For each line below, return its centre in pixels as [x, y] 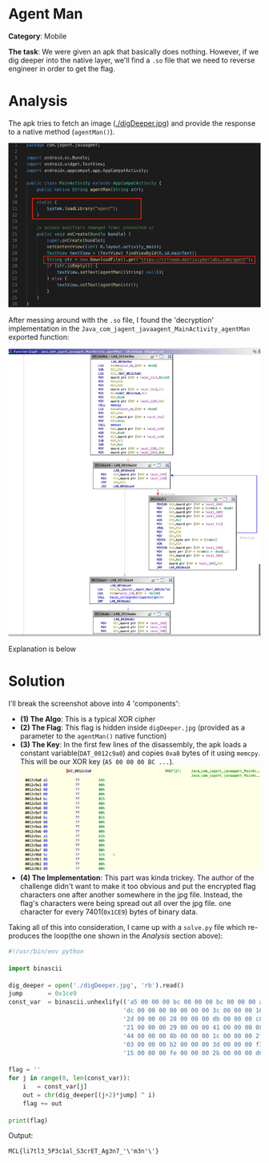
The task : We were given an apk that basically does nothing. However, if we [133, 51]
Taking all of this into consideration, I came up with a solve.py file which [127, 928]
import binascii [35, 968]
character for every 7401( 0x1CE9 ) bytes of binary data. [109, 912]
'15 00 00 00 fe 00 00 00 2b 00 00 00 [187, 1053]
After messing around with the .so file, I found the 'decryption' [111, 320]
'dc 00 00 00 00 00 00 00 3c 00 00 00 [187, 1011]
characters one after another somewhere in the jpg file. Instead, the [131, 895]
